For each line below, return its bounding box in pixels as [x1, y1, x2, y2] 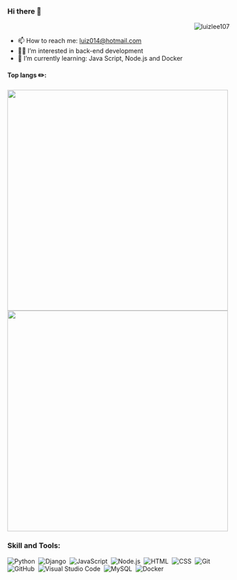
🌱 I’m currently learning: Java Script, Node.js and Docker [17, 54, 183, 63]
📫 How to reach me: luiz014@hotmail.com [17, 37, 142, 45]
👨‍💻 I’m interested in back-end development [17, 47, 143, 55]
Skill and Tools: [7, 540, 61, 550]
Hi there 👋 [7, 6, 42, 16]
